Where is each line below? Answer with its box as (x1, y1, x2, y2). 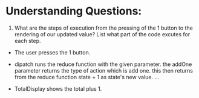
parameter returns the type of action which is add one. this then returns (14, 67, 193, 74)
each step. (14, 37, 41, 44)
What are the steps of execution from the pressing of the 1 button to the (14, 24, 193, 31)
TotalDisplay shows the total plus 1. (14, 85, 102, 92)
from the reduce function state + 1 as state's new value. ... (14, 73, 160, 80)
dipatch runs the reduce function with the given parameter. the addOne (14, 60, 192, 68)
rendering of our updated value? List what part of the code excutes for (14, 30, 191, 38)
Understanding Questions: (5, 4, 142, 18)
